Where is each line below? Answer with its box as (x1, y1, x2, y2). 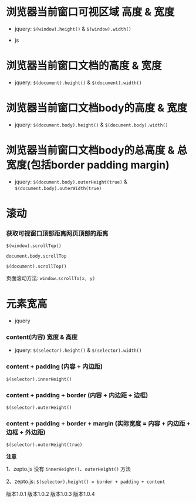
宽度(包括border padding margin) (6, 158, 170, 171)
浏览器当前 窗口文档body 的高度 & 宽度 (6, 101, 188, 115)
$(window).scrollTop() (6, 243, 62, 249)
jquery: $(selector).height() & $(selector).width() (14, 347, 142, 354)
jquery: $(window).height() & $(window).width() (14, 25, 131, 32)
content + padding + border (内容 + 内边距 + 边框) (6, 391, 148, 399)
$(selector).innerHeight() (6, 376, 72, 382)
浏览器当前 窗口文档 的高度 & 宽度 (6, 59, 163, 72)
